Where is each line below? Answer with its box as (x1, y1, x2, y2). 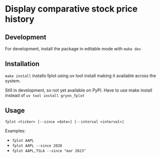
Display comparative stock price (5, 3, 138, 15)
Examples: (5, 127, 26, 134)
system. (5, 78, 21, 83)
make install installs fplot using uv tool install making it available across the (5, 73, 156, 79)
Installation (5, 60, 40, 68)
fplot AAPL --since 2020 (12, 143, 62, 148)
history (5, 14, 35, 25)
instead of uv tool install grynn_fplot (5, 92, 85, 98)
